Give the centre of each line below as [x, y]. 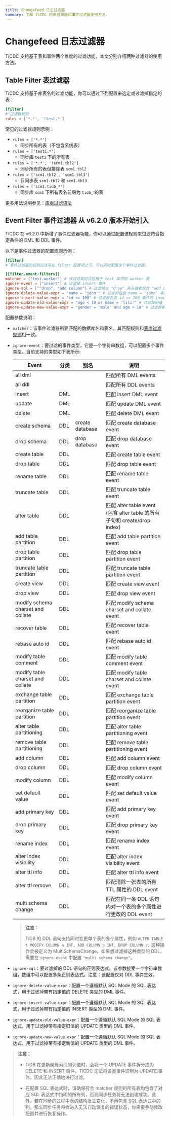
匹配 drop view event [131, 593]
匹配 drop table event [131, 464]
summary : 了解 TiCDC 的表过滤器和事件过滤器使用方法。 [57, 15]
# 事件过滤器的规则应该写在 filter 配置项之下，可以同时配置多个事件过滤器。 [77, 265]
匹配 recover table [127, 625]
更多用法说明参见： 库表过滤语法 [38, 203]
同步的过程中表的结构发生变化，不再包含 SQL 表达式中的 [102, 1101]
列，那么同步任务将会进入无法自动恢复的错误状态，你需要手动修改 [94, 1107]
